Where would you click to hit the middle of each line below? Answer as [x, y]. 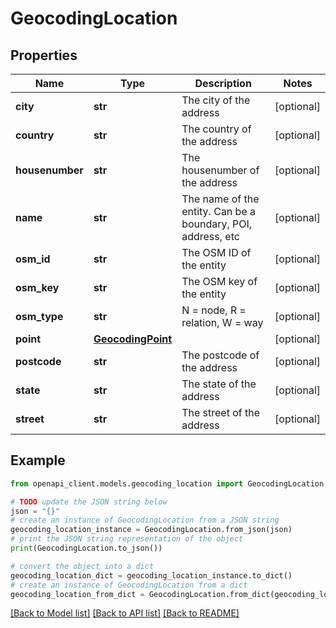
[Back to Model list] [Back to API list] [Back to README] [125, 613]
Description [223, 83]
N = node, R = [214, 310]
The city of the [216, 100]
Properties [44, 55]
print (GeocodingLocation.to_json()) [86, 548]
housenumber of [220, 170]
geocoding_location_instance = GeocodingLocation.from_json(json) [151, 530]
